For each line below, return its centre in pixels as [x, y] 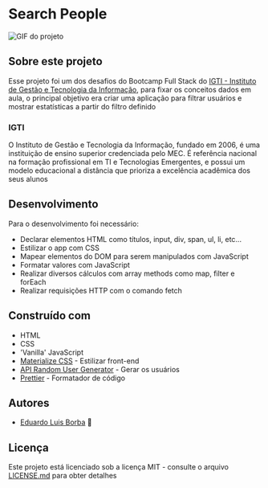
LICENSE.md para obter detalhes [63, 476]
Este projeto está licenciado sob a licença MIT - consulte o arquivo [118, 467]
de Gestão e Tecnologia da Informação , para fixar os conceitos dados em [130, 89]
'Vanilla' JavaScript [52, 352]
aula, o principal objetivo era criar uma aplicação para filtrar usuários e [125, 98]
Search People [58, 14]
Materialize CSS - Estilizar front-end [79, 361]
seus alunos [28, 179]
